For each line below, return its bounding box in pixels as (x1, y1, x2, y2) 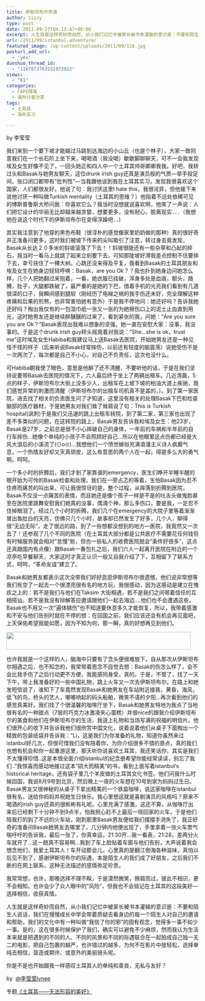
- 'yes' (12, 54, 32, 61)
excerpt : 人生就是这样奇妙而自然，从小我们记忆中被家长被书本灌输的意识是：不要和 (6, 32, 190, 38)
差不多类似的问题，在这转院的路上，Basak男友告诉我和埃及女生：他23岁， (6, 418, 194, 425)
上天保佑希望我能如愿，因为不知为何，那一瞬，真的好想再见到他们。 (6, 619, 178, 627)
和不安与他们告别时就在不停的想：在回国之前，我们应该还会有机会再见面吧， (6, 612, 199, 619)
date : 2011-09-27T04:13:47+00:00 (6, 26, 92, 32)
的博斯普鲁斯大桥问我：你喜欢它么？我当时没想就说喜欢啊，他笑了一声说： (6, 201, 193, 208)
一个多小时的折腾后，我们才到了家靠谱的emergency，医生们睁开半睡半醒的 (6, 469, 195, 476)
